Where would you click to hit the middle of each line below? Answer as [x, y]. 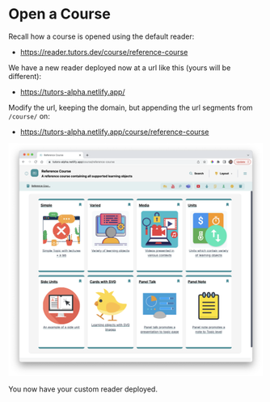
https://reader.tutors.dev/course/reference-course [104, 52]
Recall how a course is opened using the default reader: [101, 36]
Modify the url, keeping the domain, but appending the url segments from [131, 107]
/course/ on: [29, 116]
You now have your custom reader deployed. [83, 389]
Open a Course [59, 14]
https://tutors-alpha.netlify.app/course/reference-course [114, 132]
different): [25, 76]
